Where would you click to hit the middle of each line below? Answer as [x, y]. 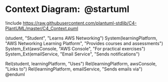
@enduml [15, 74]
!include [14, 23]
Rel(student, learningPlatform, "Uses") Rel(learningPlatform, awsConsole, [81, 63]
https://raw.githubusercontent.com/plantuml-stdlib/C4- [80, 23]
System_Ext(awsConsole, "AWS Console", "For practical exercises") [75, 48]
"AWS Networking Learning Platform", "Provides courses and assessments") [84, 43]
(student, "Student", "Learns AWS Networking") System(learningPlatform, [81, 38]
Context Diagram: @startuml [67, 9]
